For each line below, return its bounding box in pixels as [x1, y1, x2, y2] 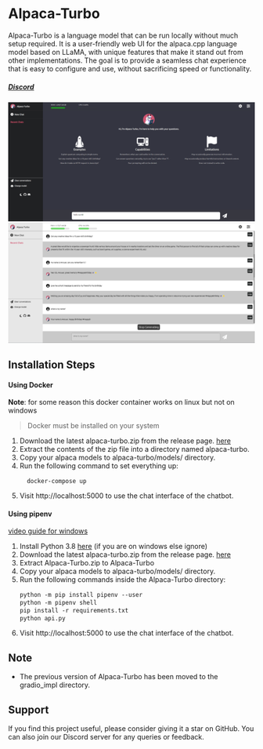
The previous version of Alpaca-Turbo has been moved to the [19, 672, 218, 682]
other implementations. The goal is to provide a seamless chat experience [8, 56, 247, 65]
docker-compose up [27, 478, 87, 485]
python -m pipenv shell [19, 599, 98, 607]
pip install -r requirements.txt [19, 607, 129, 615]
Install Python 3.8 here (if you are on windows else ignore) [19, 542, 208, 551]
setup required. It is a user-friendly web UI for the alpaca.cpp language [8, 38, 237, 48]
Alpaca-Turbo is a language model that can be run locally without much [8, 31, 239, 40]
